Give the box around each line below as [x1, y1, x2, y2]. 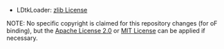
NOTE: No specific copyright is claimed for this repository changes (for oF [6, 19, 218, 27]
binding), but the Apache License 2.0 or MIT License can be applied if [6, 27, 205, 35]
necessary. [6, 34, 39, 42]
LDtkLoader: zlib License [16, 6, 88, 14]
